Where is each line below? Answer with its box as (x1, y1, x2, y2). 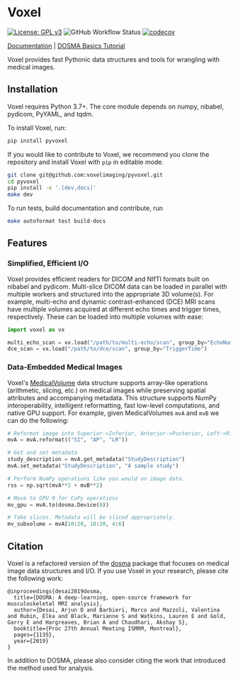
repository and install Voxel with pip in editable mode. (7, 158, 164, 166)
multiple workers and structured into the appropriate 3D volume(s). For (7, 289, 214, 298)
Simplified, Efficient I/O (7, 258, 89, 268)
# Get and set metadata (7, 449, 78, 456)
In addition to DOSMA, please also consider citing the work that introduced (7, 656, 226, 665)
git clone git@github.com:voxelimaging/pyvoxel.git (7, 171, 163, 178)
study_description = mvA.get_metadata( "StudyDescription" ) (7, 456, 186, 463)
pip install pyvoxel (7, 137, 69, 144)
